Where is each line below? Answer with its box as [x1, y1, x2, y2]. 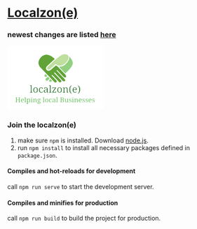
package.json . [17, 151, 57, 159]
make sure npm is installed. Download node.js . [17, 136, 149, 145]
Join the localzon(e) [7, 120, 77, 130]
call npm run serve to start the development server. [7, 182, 154, 191]
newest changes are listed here [7, 30, 116, 40]
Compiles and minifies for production [7, 198, 118, 207]
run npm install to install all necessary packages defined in [17, 143, 191, 152]
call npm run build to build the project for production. [7, 214, 161, 223]
